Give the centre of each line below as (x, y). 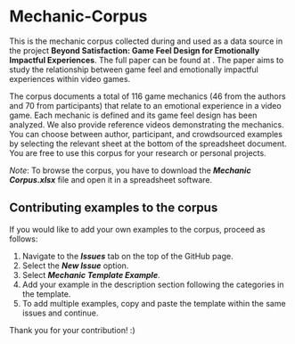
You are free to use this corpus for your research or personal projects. (138, 152)
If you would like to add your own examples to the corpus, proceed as (137, 229)
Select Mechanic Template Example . (91, 274)
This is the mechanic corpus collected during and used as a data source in (146, 41)
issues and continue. (60, 313)
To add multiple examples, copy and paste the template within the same (154, 303)
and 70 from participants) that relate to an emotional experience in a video (146, 105)
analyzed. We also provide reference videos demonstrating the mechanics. (147, 124)
